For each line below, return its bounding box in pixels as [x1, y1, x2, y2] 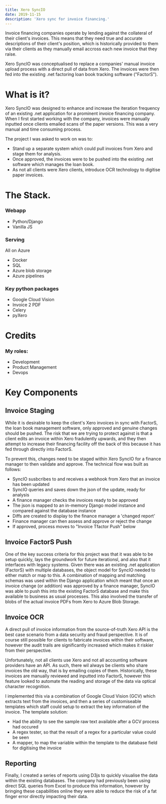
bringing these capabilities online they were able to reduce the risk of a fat [5, 788, 157, 794]
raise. [5, 51, 17, 57]
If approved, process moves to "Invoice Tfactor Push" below [12, 523, 136, 529]
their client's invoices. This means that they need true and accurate [5, 35, 143, 41]
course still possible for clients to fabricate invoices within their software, [5, 637, 155, 643]
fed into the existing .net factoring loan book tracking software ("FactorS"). [5, 72, 158, 78]
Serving [5, 236, 25, 243]
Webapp [5, 207, 26, 214]
